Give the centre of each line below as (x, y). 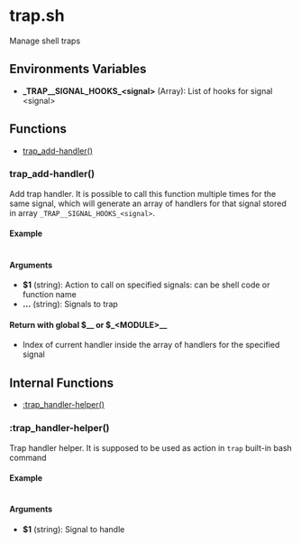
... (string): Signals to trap (70, 305)
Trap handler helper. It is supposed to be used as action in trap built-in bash (151, 447)
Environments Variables (78, 69)
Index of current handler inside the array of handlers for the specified (151, 345)
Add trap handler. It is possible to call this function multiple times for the (143, 193)
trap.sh (37, 16)
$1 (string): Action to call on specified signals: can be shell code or (146, 285)
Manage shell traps (45, 41)
